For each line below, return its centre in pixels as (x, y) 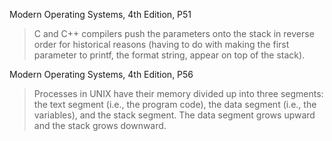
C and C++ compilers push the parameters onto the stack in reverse (174, 33)
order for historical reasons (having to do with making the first (161, 44)
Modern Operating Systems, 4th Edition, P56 (101, 74)
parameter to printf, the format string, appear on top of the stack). (169, 55)
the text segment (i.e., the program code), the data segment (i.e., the (175, 104)
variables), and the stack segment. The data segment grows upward (174, 115)
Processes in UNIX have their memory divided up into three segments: (178, 93)
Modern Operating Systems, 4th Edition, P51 (100, 14)
